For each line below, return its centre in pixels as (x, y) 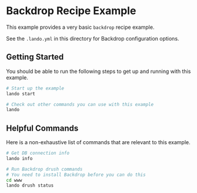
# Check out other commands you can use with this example (80, 104)
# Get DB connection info (38, 153)
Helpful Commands (42, 128)
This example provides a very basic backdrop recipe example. (80, 27)
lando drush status (30, 186)
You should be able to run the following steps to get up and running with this (98, 71)
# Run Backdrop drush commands (44, 169)
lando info (19, 158)
